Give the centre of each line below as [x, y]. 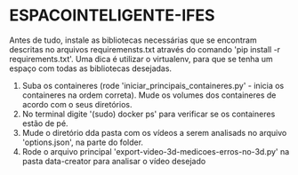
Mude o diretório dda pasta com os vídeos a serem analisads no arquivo [154, 132]
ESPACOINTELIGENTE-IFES [112, 16]
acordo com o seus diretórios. [77, 104]
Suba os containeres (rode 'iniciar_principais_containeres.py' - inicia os [153, 85]
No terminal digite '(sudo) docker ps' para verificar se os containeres [149, 114]
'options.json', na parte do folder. [83, 142]
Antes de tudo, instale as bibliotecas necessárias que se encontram [133, 40]
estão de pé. [45, 123]
